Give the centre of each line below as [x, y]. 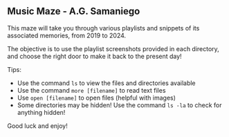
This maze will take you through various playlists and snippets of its [103, 28]
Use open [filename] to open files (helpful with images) [97, 98]
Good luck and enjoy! [37, 126]
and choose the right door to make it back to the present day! [94, 56]
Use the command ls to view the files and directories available [106, 83]
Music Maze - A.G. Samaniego [74, 11]
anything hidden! [41, 112]
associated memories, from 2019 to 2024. [67, 35]
